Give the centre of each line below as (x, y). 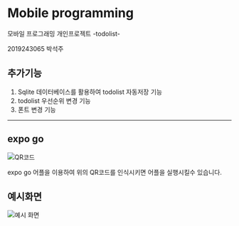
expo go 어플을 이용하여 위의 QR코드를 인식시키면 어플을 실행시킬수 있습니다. (115, 172)
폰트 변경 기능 (37, 109)
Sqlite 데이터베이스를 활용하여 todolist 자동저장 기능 (90, 92)
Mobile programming (70, 13)
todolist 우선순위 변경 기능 (54, 100)
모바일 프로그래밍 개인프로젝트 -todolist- (64, 33)
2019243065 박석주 (36, 48)
